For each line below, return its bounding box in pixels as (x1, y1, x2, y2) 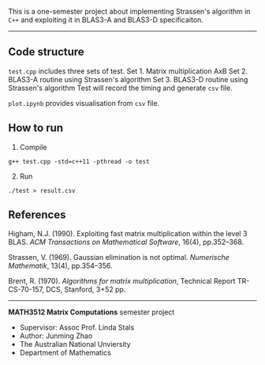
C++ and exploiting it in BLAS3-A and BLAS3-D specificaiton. (8, 15, 203, 24)
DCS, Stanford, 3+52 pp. (46, 284, 126, 295)
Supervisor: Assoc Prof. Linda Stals (19, 323, 135, 333)
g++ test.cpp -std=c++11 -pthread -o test (8, 157, 150, 165)
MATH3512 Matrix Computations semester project (8, 307, 175, 317)
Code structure (8, 45, 84, 58)
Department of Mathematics (19, 348, 112, 358)
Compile (19, 142, 47, 152)
